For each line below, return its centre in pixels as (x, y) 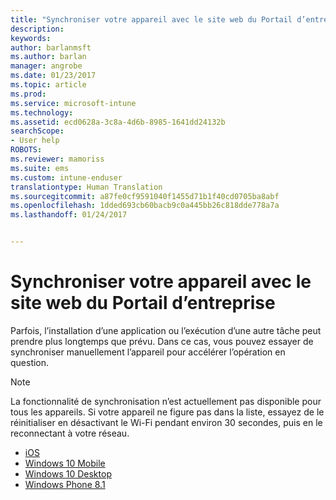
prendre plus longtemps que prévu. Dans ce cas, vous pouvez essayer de (162, 341)
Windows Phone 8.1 (65, 484)
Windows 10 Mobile (65, 463)
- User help (35, 141)
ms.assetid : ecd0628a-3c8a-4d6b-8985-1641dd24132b (118, 122)
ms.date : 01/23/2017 (53, 76)
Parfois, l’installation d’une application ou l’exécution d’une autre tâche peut (166, 330)
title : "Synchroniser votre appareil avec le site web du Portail (151, 19)
